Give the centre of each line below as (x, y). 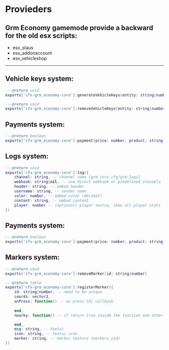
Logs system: (27, 156)
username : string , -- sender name (50, 191)
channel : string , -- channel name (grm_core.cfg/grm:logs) (77, 177)
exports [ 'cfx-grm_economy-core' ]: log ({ (47, 172)
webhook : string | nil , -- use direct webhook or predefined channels (88, 182)
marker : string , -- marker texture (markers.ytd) (67, 338)
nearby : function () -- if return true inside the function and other (89, 315)
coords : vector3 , (32, 297)
